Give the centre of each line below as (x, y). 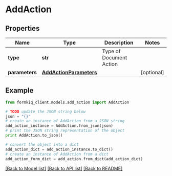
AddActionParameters (69, 72)
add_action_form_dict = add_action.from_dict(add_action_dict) (74, 159)
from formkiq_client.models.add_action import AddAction (67, 102)
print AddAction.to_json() (34, 136)
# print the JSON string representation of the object (65, 131)
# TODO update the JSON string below (46, 112)
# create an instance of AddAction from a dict (57, 154)
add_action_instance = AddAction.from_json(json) (59, 126)
